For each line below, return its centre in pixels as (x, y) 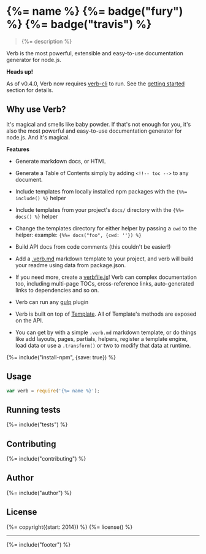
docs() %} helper (36, 216)
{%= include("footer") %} (39, 544)
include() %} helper (40, 198)
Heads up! (20, 71)
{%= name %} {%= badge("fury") (95, 11)
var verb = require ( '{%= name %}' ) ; (53, 391)
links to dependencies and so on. (57, 290)
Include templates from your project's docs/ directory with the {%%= (100, 209)
